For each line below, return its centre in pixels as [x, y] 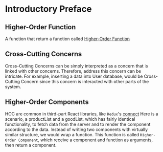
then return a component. [31, 145]
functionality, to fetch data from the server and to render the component [78, 124]
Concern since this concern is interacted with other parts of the [85, 81]
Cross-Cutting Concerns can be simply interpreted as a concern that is [77, 66]
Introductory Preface [48, 9]
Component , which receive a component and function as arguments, [85, 140]
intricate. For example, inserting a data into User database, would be [74, 76]
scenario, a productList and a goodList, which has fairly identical [70, 119]
